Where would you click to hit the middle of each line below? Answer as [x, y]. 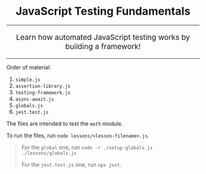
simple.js [28, 80]
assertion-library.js [43, 86]
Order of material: [29, 67]
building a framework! [103, 47]
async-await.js [35, 99]
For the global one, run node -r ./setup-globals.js [87, 148]
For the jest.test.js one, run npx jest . [71, 165]
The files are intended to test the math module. [65, 124]
